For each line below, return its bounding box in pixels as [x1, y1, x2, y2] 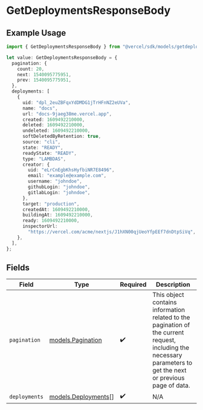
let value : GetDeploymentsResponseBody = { [6, 54, 118, 60]
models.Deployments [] [49, 392, 115, 401]
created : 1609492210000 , [22, 116, 85, 123]
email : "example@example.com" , [28, 173, 107, 179]
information [152, 306, 185, 314]
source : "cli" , [22, 139, 61, 145]
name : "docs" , [22, 105, 59, 111]
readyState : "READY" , [22, 150, 77, 156]
